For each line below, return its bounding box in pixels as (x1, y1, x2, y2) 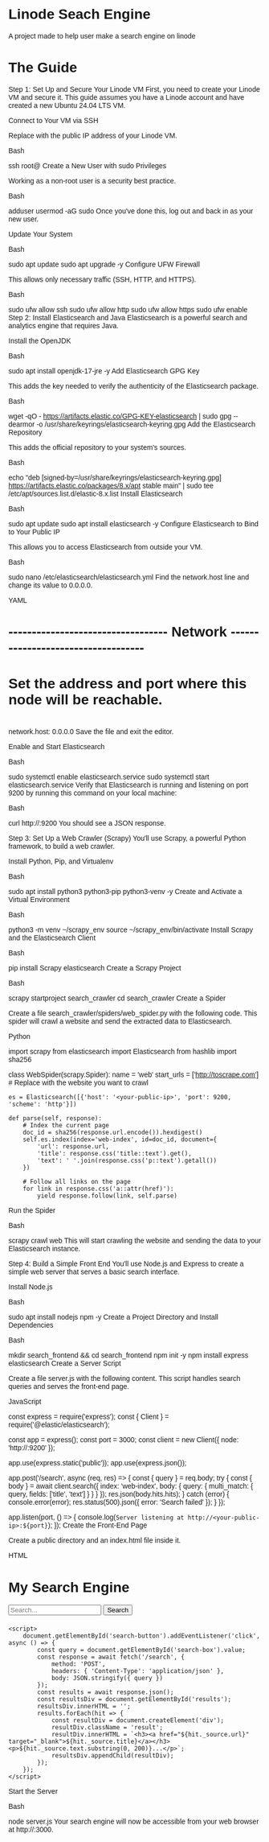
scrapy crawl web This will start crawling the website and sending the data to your (8, 1236, 262, 1246)
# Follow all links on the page (22, 1178, 131, 1186)
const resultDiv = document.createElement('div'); (51, 1716, 225, 1725)
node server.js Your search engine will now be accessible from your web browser (8, 1817, 259, 1827)
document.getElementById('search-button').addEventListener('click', (22, 1632, 261, 1640)
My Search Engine (8, 1579, 130, 1596)
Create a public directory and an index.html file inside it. (8, 1536, 181, 1545)
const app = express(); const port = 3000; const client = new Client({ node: (8, 1436, 239, 1444)
